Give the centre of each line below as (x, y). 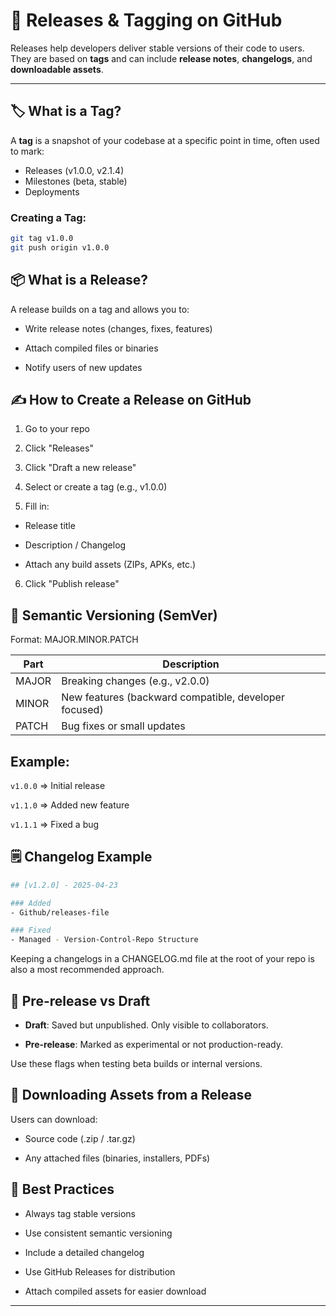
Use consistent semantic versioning (98, 1233)
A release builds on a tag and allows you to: (100, 309)
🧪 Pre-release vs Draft (80, 1000)
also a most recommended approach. (87, 970)
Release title (50, 526)
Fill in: (37, 506)
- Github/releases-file (60, 912)
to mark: (27, 151)
